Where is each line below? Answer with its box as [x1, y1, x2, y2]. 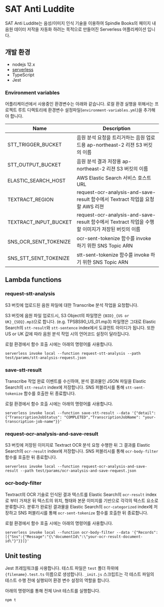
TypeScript [12, 72, 35, 78]
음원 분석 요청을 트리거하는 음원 [76, 134, 145, 141]
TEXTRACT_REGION [7, 196, 54, 203]
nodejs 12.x [12, 61, 35, 67]
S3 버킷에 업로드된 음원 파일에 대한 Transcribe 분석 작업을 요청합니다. [5, 302, 139, 308]
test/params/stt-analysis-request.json [5, 355, 86, 360]
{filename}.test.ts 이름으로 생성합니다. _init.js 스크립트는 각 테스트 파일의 [5, 571, 155, 577]
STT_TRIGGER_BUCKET [7, 141, 62, 148]
